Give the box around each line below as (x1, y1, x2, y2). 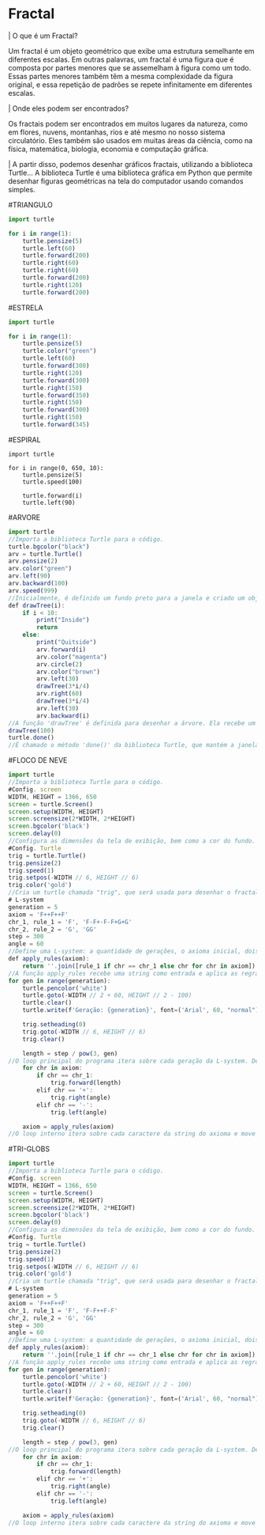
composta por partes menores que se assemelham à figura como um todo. (8, 63, 252, 72)
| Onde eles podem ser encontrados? (8, 104, 129, 113)
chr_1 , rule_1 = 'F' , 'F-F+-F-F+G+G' (8, 918, 132, 926)
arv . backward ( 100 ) (8, 579, 69, 588)
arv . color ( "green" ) (8, 565, 73, 573)
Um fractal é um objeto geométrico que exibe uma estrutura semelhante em (8, 46, 255, 55)
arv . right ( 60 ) (36, 690, 83, 698)
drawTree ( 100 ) (8, 726, 55, 734)
